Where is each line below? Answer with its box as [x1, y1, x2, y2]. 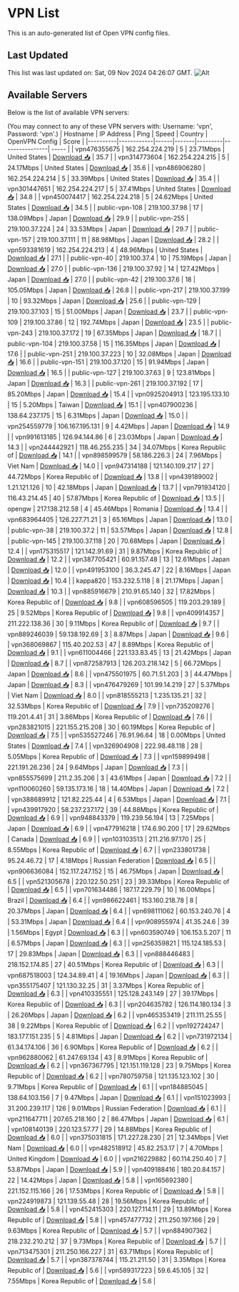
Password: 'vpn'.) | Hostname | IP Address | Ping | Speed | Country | [7, 129, 208, 138]
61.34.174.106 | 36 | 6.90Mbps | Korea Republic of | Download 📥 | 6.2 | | [7, 1043, 218, 1051]
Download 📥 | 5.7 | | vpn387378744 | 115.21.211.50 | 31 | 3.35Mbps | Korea [7, 1255, 226, 1263]
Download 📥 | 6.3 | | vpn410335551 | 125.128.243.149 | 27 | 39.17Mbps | [7, 989, 218, 998]
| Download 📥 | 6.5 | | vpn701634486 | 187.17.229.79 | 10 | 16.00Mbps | [7, 885, 215, 893]
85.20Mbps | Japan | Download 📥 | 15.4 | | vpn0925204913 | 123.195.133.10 [7, 389, 230, 398]
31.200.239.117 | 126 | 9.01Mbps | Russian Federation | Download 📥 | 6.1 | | [7, 1103, 226, 1112]
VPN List [7, 5, 60, 21]
